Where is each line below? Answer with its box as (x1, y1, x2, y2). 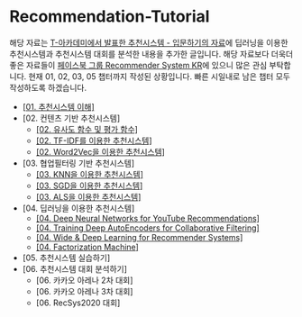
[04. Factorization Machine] (35, 241, 140, 252)
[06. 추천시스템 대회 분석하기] (22, 263, 128, 274)
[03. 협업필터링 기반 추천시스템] (22, 158, 135, 168)
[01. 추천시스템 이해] (22, 101, 95, 112)
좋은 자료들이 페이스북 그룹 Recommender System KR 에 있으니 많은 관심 (9, 59, 268, 70)
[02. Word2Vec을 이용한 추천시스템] (35, 146, 165, 157)
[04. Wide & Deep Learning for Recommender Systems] (35, 231, 243, 242)
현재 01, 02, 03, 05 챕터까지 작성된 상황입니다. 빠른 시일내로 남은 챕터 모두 (28, 70, 291, 82)
